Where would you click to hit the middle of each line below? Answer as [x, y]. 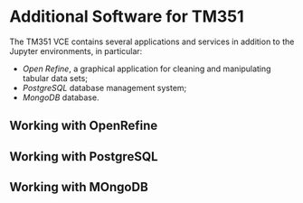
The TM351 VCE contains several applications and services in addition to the [152, 42]
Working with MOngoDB [79, 187]
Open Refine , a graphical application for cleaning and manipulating [147, 69]
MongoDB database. [61, 97]
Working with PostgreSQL [84, 157]
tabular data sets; [55, 78]
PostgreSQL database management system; [104, 88]
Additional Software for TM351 [127, 17]
